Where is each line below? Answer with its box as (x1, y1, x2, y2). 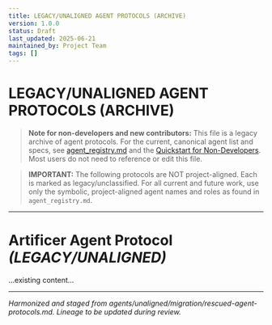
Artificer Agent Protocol (8, 231, 173, 250)
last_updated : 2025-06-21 (8, 34, 96, 43)
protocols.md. (8, 306, 55, 316)
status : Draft (8, 27, 57, 35)
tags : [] (8, 49, 38, 57)
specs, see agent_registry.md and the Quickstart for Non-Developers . (28, 145, 261, 154)
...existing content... (8, 275, 74, 285)
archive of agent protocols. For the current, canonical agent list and (28, 137, 253, 146)
